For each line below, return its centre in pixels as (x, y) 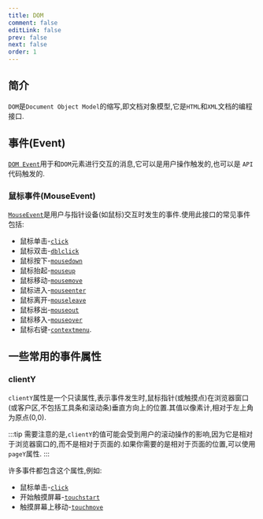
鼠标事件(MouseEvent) (52, 196)
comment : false (33, 23)
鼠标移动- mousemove (51, 280)
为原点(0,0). (28, 417)
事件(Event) (37, 144)
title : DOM (26, 15)
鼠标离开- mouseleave (53, 300)
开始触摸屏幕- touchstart (59, 497)
